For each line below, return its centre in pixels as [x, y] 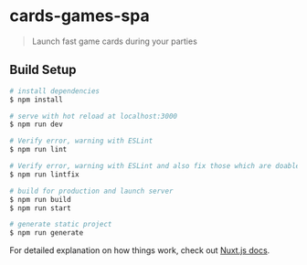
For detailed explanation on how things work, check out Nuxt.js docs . [140, 250]
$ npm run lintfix [44, 175]
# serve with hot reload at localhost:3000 [94, 116]
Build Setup [43, 70]
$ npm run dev [37, 124]
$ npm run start [40, 208]
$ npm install [37, 100]
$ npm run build [40, 199]
